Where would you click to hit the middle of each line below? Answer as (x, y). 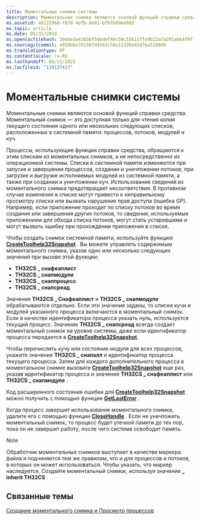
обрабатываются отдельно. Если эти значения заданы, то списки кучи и (99, 306)
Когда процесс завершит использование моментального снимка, (90, 410)
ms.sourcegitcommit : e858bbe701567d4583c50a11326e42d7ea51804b (86, 45)
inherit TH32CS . (27, 478)
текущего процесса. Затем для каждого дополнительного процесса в (95, 361)
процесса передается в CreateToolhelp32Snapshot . (72, 337)
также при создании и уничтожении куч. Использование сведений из (95, 182)
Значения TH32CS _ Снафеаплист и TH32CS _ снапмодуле (82, 299)
